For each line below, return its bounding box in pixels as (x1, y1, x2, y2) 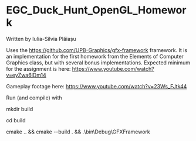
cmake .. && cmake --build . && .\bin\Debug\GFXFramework (6, 128, 151, 135)
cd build (6, 116, 26, 123)
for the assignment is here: (6, 65, 71, 72)
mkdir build (6, 105, 33, 112)
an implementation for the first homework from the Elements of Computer (6, 53, 184, 60)
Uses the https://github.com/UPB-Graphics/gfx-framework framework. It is (6, 46, 188, 53)
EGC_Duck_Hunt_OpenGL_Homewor (6, 4, 187, 17)
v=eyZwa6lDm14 (6, 71, 47, 78)
